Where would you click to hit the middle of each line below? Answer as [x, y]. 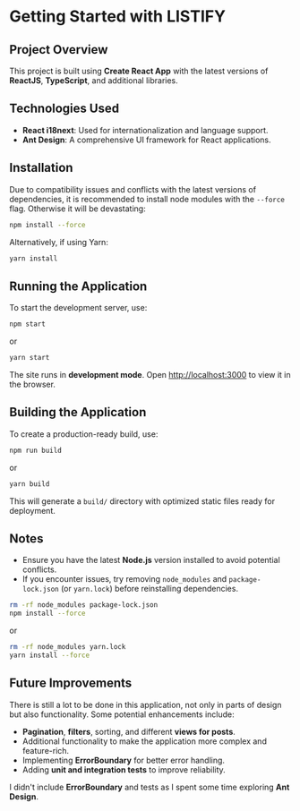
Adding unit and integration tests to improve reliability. [124, 769]
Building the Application [78, 412]
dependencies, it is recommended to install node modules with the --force [147, 199]
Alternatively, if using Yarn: [59, 242]
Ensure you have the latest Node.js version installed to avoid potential [151, 560]
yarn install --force [50, 655]
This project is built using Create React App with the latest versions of [139, 71]
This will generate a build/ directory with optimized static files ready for [142, 501]
